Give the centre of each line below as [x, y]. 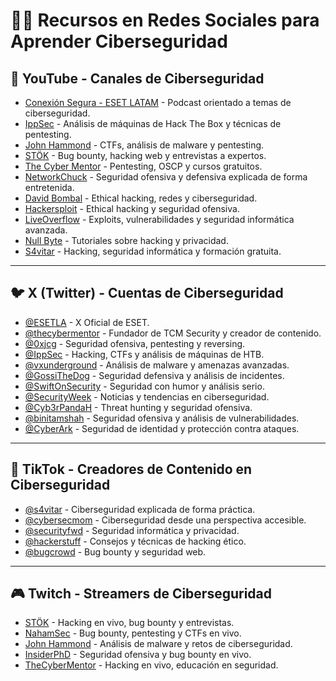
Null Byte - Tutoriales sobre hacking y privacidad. [126, 240]
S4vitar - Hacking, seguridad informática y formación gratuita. [153, 251]
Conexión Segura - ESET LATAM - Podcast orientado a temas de [158, 102]
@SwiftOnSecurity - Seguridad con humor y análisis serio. [144, 386]
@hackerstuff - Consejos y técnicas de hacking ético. [135, 541]
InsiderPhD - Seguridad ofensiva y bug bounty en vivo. [138, 655]
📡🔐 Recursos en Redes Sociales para [165, 20]
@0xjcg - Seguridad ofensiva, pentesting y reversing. [135, 343]
